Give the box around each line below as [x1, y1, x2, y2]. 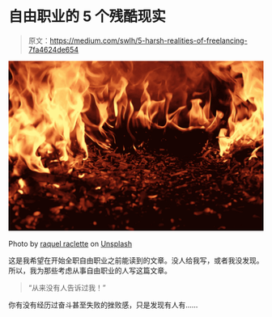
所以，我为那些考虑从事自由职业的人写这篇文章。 [8, 265, 172, 275]
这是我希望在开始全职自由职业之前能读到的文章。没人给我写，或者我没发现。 [8, 256, 264, 265]
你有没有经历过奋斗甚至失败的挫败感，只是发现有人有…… [8, 300, 198, 310]
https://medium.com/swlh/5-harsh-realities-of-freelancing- [49, 36, 249, 45]
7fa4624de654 [28, 44, 79, 54]
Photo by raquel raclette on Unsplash [8, 239, 132, 248]
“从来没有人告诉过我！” [28, 282, 107, 292]
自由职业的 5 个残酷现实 [8, 7, 166, 26]
